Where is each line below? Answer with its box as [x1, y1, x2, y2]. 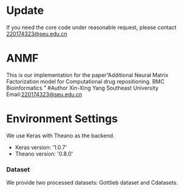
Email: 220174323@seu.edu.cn [6, 90, 82, 98]
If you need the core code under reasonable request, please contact [6, 24, 177, 31]
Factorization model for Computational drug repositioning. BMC [6, 78, 165, 85]
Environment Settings [6, 112, 118, 126]
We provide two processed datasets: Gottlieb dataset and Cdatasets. [6, 179, 178, 187]
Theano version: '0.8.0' [15, 150, 73, 157]
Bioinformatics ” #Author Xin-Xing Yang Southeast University [6, 84, 159, 91]
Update [6, 4, 44, 18]
